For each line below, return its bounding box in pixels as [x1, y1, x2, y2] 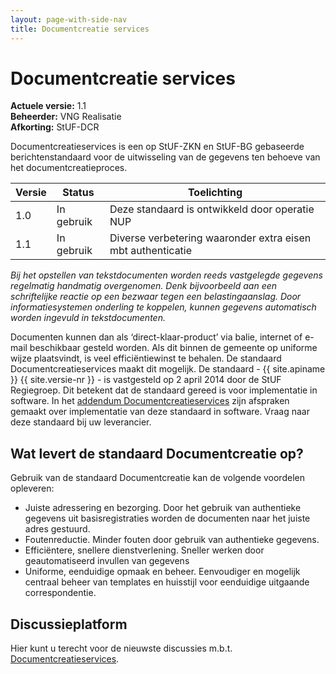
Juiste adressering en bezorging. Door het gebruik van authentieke [24, 502, 302, 514]
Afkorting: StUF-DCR [10, 121, 100, 133]
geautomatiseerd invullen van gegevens [24, 555, 190, 567]
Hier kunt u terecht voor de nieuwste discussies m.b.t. [10, 642, 233, 655]
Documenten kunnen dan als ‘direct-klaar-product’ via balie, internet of [10, 331, 303, 343]
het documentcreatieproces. [10, 162, 128, 174]
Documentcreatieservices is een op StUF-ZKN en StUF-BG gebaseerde [10, 141, 305, 153]
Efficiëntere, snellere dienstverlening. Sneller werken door [24, 544, 265, 556]
